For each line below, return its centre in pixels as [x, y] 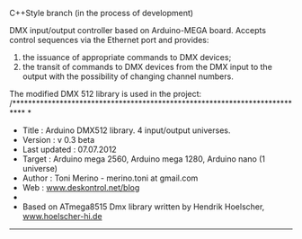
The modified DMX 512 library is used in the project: [106, 94]
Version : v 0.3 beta [58, 140]
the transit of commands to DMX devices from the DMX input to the [147, 67]
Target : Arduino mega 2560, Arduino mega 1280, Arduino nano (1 [144, 159]
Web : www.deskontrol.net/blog [81, 187]
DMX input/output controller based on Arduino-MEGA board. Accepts [138, 30]
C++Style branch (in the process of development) [102, 13]
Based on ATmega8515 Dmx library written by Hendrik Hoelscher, [143, 207]
